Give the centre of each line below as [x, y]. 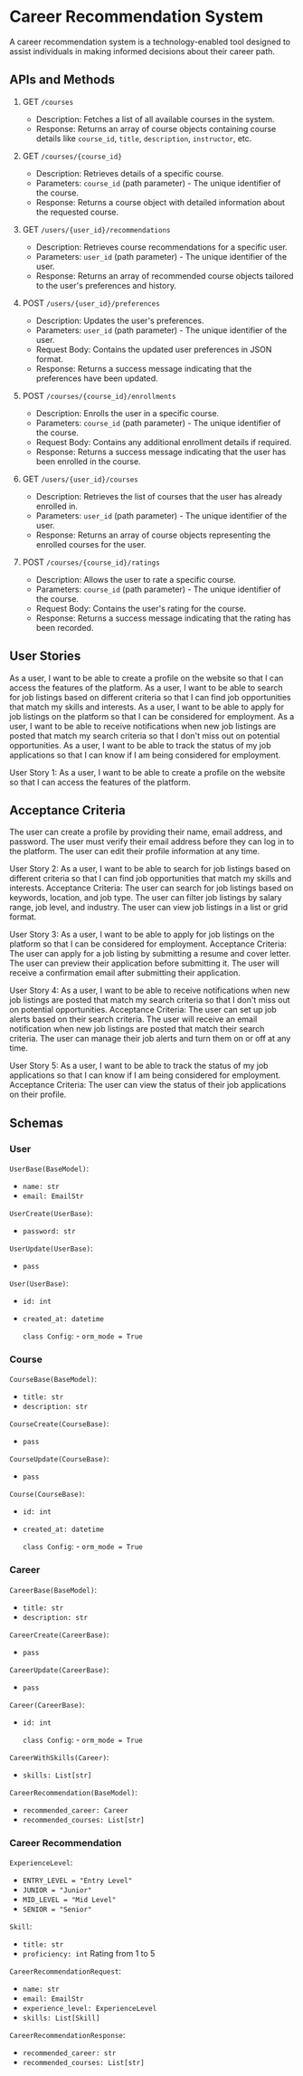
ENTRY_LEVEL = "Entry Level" [77, 1881]
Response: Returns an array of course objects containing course [156, 129]
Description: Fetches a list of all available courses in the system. [155, 119]
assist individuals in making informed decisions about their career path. [142, 51]
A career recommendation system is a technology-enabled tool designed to [150, 42]
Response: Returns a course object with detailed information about [160, 202]
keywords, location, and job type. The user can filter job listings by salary [146, 898]
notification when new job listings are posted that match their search [137, 1029]
